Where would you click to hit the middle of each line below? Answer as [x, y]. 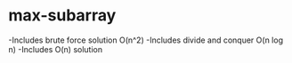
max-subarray [62, 16]
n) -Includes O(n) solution [56, 49]
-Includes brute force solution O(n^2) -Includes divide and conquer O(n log [146, 40]
